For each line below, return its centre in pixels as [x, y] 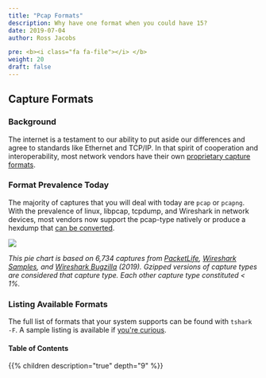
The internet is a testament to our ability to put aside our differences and [127, 139]
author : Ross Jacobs [42, 38]
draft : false [30, 67]
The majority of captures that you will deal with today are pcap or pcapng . [127, 202]
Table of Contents [39, 348]
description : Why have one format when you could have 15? [108, 23]
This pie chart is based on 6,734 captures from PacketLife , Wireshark [122, 258]
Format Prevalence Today [59, 185]
